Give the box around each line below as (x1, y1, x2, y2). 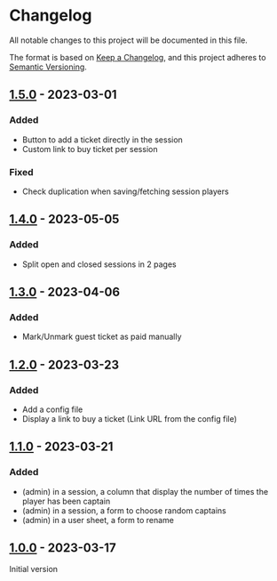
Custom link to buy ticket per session (21, 143, 158, 154)
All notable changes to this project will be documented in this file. (9, 35, 249, 45)
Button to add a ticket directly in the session (21, 134, 184, 145)
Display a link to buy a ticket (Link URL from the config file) (21, 413, 238, 424)
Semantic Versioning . (9, 61, 87, 72)
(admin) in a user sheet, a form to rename (21, 514, 175, 525)
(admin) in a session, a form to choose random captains (21, 504, 226, 516)
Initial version (9, 564, 59, 575)
